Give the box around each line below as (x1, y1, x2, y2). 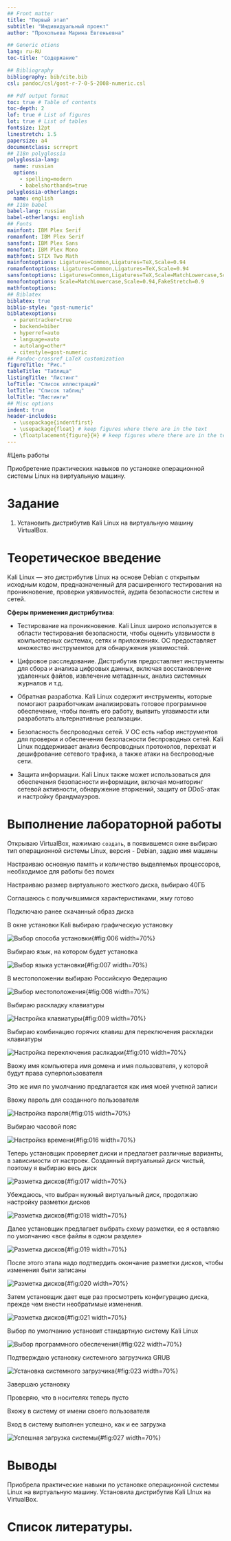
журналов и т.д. (16, 678, 64, 687)
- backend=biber (13, 323, 60, 330)
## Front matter (7, 10, 54, 17)
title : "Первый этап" (7, 17, 69, 23)
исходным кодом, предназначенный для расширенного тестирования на (7, 580, 222, 588)
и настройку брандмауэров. (16, 792, 101, 800)
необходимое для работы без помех (7, 867, 115, 876)
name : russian (13, 163, 54, 170)
